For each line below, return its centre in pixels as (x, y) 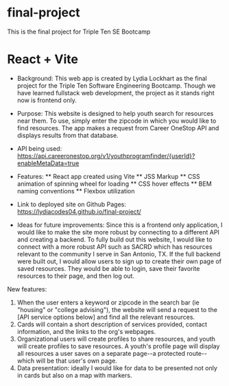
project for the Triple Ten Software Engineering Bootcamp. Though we (116, 85)
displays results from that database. (68, 135)
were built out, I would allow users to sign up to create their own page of (119, 261)
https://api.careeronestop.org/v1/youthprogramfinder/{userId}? (106, 156)
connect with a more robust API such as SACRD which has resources (114, 246)
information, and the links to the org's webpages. (86, 331)
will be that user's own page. (77, 361)
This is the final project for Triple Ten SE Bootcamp (79, 32)
